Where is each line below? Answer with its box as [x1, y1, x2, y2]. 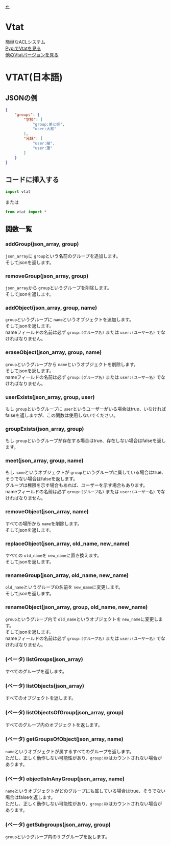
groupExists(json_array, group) [5, 425, 84, 432]
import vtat [5, 189, 31, 194]
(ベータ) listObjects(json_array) [5, 682, 84, 689]
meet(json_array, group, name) [5, 457, 84, 465]
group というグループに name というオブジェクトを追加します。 [5, 316, 134, 323]
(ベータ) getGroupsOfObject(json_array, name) [5, 736, 124, 743]
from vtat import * [5, 209, 47, 215]
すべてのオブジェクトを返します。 [5, 695, 77, 701]
